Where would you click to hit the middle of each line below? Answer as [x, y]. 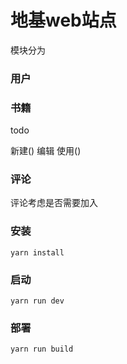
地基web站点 [63, 20]
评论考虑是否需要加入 [54, 203]
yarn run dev [37, 301]
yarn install [37, 252]
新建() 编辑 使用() [46, 151]
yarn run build [42, 349]
